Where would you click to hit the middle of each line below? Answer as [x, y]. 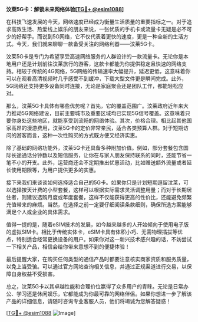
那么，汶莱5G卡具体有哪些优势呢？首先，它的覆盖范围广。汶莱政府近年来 [95, 106]
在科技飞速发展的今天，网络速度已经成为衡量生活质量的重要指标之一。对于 [96, 22]
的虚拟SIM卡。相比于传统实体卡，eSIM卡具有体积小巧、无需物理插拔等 [92, 232]
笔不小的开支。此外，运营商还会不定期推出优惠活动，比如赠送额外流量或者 [96, 162]
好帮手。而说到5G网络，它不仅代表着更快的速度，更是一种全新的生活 [100, 37]
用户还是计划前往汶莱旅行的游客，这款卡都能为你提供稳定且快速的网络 [96, 64]
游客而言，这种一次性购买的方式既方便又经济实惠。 [78, 135]
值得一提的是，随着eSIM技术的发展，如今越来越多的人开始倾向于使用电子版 [98, 224]
